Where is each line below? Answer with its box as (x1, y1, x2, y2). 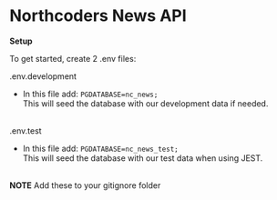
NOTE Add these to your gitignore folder (9, 179, 161, 191)
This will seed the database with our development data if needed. (22, 97, 269, 109)
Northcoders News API (9, 5, 187, 26)
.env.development (9, 70, 77, 82)
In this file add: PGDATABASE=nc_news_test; (22, 143, 180, 154)
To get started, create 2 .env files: (9, 53, 137, 64)
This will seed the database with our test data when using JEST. (22, 152, 263, 164)
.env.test (9, 125, 43, 136)
